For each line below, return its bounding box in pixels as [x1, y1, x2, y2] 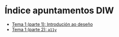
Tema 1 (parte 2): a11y [11, 26, 57, 32]
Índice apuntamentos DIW [4, 5, 114, 16]
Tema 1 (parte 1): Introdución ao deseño [11, 21, 93, 27]
